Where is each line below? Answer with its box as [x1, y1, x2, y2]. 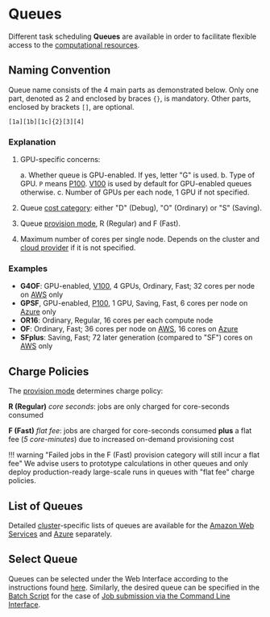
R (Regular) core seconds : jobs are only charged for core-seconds [8, 402, 230, 411]
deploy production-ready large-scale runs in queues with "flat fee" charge [8, 467, 255, 477]
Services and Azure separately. [8, 529, 113, 539]
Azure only [19, 307, 56, 317]
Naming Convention [8, 64, 111, 77]
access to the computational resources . [8, 40, 140, 49]
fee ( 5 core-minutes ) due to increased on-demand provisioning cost [8, 435, 235, 444]
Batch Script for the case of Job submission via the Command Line [8, 590, 231, 601]
